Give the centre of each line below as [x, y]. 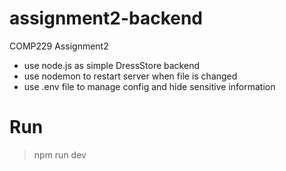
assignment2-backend [106, 18]
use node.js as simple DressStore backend [111, 65]
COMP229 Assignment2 [59, 46]
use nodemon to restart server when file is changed [130, 76]
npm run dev [60, 154]
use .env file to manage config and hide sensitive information [149, 86]
